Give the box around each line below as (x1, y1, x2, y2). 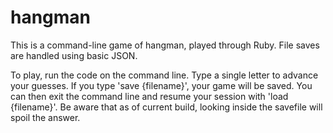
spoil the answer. (10, 111, 81, 123)
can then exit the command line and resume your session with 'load (10, 90, 289, 102)
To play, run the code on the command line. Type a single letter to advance (10, 69, 319, 81)
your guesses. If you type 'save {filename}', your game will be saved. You (10, 79, 313, 91)
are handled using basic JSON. (10, 49, 138, 61)
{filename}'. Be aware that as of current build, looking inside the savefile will (10, 101, 323, 113)
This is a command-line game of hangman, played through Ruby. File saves (10, 39, 320, 51)
